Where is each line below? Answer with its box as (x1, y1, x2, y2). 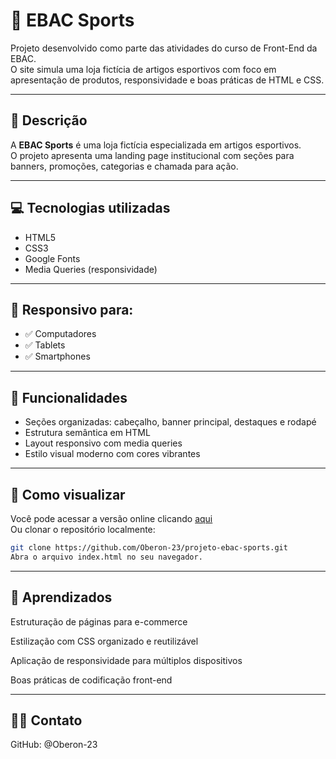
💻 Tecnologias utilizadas (10, 200, 171, 217)
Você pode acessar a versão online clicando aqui (10, 513, 213, 524)
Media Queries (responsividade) (24, 263, 158, 275)
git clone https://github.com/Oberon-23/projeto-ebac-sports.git (10, 543, 288, 553)
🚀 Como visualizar (10, 486, 126, 503)
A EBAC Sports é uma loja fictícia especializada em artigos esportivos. (10, 139, 302, 151)
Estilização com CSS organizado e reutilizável (10, 635, 199, 647)
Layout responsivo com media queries (24, 437, 183, 449)
